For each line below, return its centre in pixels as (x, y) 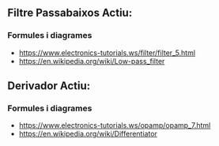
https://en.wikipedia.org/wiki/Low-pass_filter (92, 61)
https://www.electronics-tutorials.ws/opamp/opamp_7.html (115, 125)
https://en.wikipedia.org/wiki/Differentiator (88, 134)
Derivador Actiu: (49, 86)
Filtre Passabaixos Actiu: (70, 13)
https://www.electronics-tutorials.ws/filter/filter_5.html (107, 52)
